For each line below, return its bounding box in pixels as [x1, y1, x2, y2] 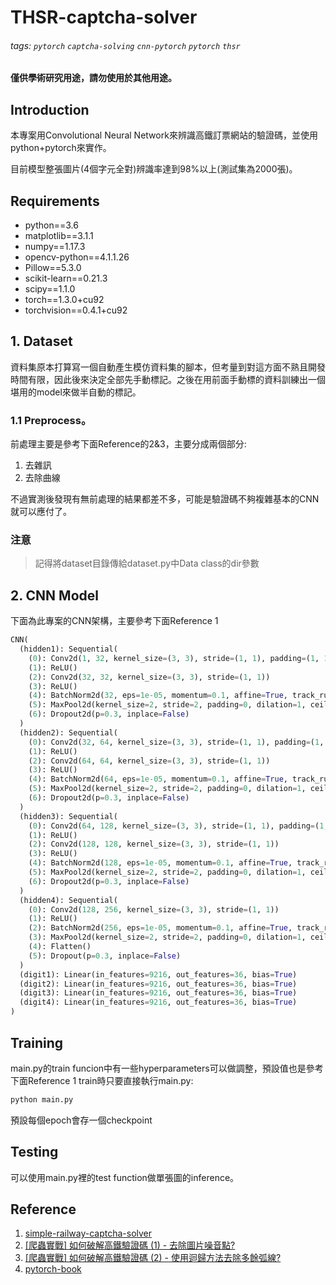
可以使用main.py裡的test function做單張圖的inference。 [10, 1171, 240, 1183]
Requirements [10, 192, 100, 210]
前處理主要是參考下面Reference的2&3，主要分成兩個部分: [10, 438, 247, 450]
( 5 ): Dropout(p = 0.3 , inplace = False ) [28, 951, 182, 961]
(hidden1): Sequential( [19, 644, 118, 655]
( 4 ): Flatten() [28, 942, 92, 952]
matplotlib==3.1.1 [24, 230, 94, 242]
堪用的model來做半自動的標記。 [10, 386, 142, 398]
